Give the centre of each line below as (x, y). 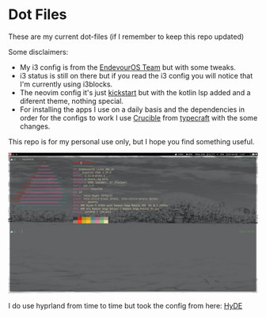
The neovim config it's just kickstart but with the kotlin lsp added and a (135, 92)
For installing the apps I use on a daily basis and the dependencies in (132, 109)
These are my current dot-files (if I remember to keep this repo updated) (126, 36)
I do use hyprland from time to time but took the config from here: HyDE (125, 305)
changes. (35, 126)
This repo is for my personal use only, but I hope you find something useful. (131, 141)
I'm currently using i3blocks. (66, 84)
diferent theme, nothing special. (72, 101)
